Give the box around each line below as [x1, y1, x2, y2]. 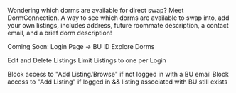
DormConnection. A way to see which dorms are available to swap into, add [7, 13, 230, 22]
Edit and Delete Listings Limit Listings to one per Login [7, 56, 167, 65]
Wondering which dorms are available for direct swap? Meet [7, 6, 184, 14]
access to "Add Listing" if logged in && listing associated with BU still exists [7, 77, 228, 86]
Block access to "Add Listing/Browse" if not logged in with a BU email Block [7, 70, 229, 78]
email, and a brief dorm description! [7, 28, 112, 37]
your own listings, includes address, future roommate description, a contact [7, 21, 229, 29]
